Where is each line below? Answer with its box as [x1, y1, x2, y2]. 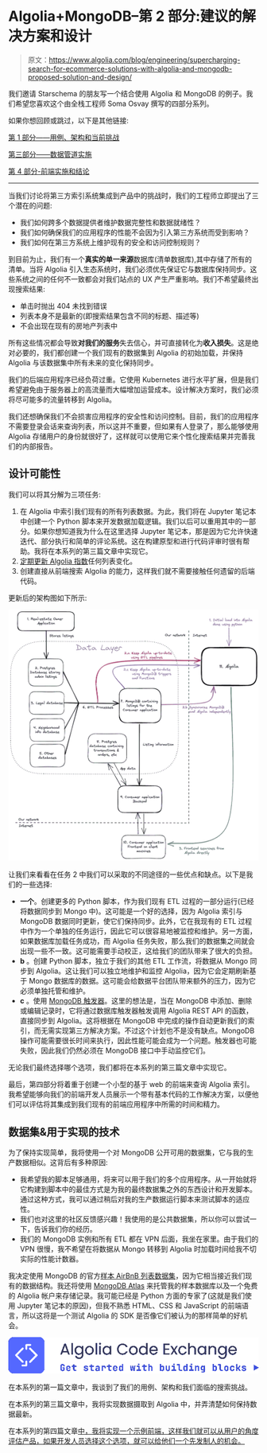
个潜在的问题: [8, 201, 53, 210]
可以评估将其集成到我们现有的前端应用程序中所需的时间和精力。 [14, 1100, 224, 1109]
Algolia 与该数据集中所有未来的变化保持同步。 [8, 357, 158, 367]
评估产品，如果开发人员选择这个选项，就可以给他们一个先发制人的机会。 [8, 1435, 245, 1445]
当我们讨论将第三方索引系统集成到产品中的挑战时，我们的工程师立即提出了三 [8, 190, 259, 200]
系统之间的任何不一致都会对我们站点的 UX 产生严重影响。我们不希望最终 [14, 274, 252, 283]
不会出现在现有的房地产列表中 [19, 321, 118, 330]
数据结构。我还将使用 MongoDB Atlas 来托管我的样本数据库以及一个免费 [21, 1281, 258, 1291]
